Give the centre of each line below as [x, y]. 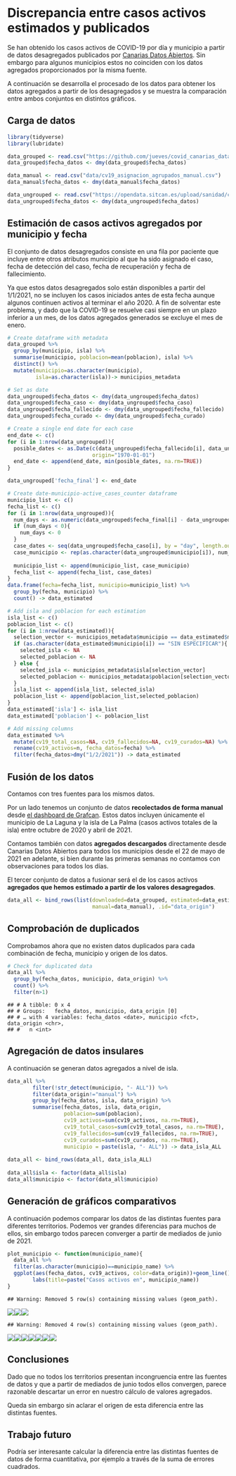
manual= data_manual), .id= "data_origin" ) [154, 906]
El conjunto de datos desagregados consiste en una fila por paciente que [113, 251]
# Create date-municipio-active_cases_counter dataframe [92, 494]
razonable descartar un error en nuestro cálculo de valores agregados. [110, 1391]
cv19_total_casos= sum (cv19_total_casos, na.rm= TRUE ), [144, 1127]
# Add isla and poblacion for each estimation [77, 611]
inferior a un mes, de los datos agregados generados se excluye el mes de [115, 317]
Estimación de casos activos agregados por [105, 223]
